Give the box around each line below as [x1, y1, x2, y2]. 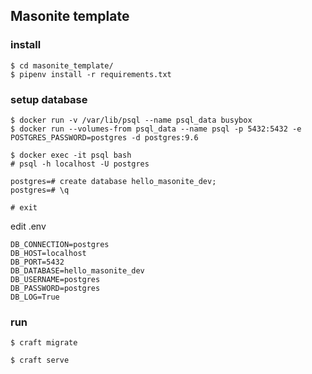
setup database [10, 92, 88, 106]
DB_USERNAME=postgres [10, 274, 101, 284]
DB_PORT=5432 [10, 257, 65, 267]
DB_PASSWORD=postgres [10, 283, 101, 293]
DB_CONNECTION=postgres [10, 239, 110, 249]
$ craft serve [10, 355, 70, 366]
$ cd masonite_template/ [10, 60, 114, 71]
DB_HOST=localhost [10, 248, 87, 258]
